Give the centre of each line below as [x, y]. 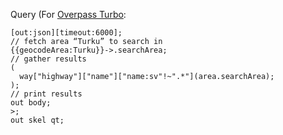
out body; [31, 103]
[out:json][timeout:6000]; [66, 33]
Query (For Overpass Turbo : [68, 14]
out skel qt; [37, 120]
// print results [46, 94]
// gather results [48, 59]
